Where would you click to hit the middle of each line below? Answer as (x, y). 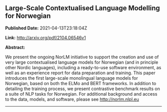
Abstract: (15, 47)
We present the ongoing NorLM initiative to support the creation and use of (82, 57)
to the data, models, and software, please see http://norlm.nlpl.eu (72, 99)
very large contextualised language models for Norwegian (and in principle (82, 62)
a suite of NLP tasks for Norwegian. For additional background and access (81, 94)
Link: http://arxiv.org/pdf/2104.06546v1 (45, 37)
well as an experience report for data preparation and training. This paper (80, 73)
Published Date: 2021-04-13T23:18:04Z (46, 28)
